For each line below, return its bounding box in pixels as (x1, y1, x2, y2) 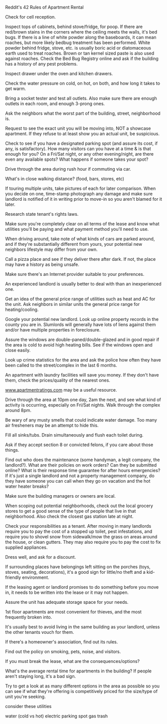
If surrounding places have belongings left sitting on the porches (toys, (5, 564, 151, 570)
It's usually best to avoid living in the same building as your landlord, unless (5, 624, 160, 630)
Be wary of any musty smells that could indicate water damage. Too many (5, 417, 157, 423)
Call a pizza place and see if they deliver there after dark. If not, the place (5, 256, 156, 262)
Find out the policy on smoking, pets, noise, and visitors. (5, 648, 121, 654)
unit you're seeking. (5, 693, 46, 699)
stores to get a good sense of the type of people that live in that (5, 508, 136, 514)
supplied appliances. (5, 544, 48, 550)
